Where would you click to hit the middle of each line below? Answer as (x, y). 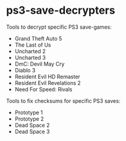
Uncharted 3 (30, 57)
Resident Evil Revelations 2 (48, 83)
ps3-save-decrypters (61, 10)
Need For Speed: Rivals (43, 89)
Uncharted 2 (30, 51)
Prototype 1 (29, 112)
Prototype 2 (29, 119)
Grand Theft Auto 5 (38, 38)
